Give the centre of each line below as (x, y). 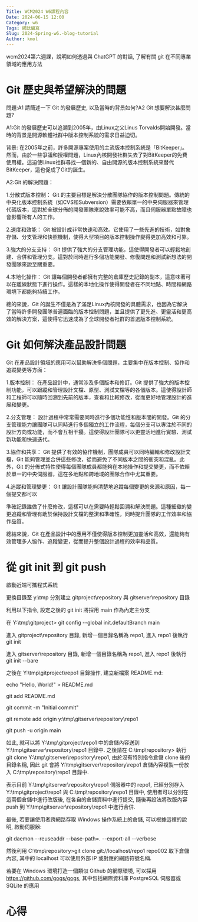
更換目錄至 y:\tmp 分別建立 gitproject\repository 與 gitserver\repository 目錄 (98, 597)
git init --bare (22, 660)
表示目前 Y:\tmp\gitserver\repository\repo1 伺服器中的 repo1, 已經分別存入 (95, 784)
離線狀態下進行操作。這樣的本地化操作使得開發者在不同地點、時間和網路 (104, 284)
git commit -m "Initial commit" (42, 707)
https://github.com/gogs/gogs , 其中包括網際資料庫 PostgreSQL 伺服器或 (94, 878)
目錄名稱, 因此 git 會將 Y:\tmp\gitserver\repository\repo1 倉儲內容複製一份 (95, 764)
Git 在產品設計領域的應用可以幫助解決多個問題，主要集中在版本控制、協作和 (98, 362)
